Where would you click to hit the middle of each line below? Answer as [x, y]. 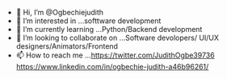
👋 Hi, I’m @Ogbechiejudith [59, 12]
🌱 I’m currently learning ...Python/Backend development [109, 29]
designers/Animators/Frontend [67, 46]
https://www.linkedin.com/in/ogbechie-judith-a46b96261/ [112, 67]
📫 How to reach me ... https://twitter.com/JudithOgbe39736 [116, 55]
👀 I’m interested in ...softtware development [88, 21]
